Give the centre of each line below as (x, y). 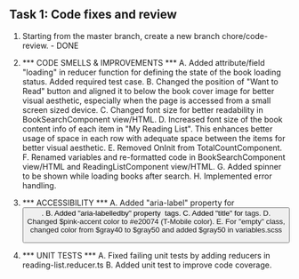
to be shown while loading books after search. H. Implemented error (147, 176)
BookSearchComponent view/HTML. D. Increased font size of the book (152, 119)
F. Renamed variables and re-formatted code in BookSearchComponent (154, 157)
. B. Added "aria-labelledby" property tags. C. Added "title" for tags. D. (156, 213)
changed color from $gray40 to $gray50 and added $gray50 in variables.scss (156, 230)
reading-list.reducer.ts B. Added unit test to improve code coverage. (147, 265)
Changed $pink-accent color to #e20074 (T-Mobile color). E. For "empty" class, (156, 221)
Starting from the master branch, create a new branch (121, 36)
